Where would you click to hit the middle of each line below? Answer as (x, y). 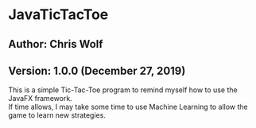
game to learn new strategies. (57, 115)
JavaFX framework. (41, 99)
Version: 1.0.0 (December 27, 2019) (97, 70)
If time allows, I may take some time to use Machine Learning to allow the (128, 107)
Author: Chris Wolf (56, 44)
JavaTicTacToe (58, 15)
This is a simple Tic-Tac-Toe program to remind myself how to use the (123, 90)
